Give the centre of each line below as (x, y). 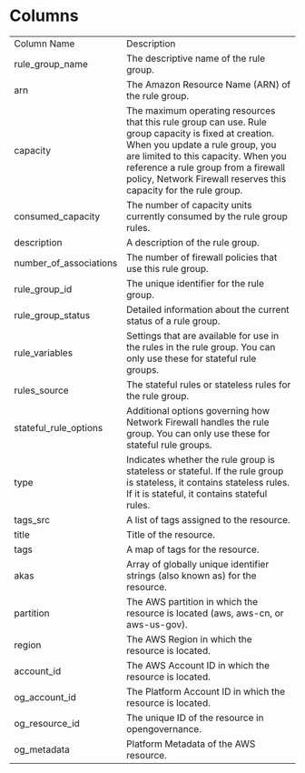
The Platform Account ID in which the (206, 691)
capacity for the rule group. (185, 190)
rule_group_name (51, 64)
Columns (44, 16)
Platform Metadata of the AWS (191, 744)
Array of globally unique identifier (198, 564)
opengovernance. (164, 728)
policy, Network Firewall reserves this (207, 178)
